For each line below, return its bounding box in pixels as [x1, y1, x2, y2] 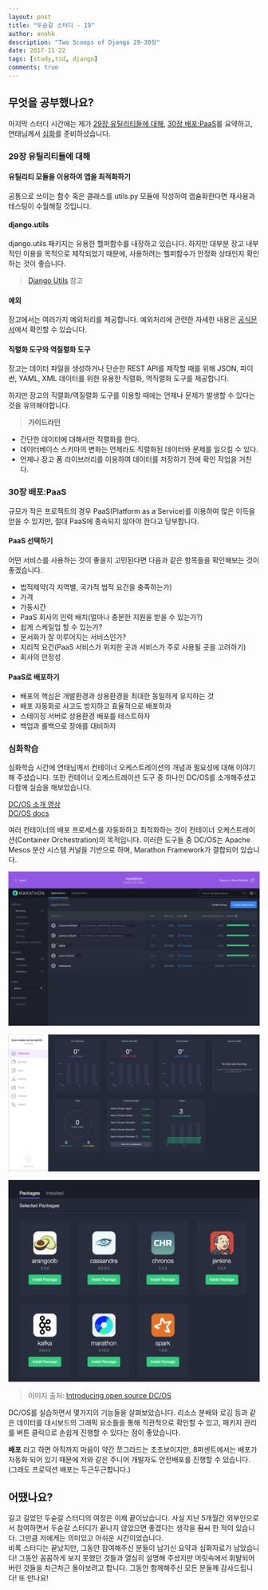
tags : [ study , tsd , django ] [8, 55, 98, 63]
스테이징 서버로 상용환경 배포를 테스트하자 [19, 711, 151, 721]
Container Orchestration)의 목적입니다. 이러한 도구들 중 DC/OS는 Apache [17, 835, 251, 845]
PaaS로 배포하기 [8, 672, 60, 682]
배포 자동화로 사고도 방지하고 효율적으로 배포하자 [19, 702, 171, 711]
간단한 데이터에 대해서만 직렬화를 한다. [19, 435, 140, 444]
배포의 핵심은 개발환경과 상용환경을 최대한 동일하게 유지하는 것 [19, 691, 214, 701]
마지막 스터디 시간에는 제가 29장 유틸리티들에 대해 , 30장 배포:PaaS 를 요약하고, [8, 118, 253, 128]
